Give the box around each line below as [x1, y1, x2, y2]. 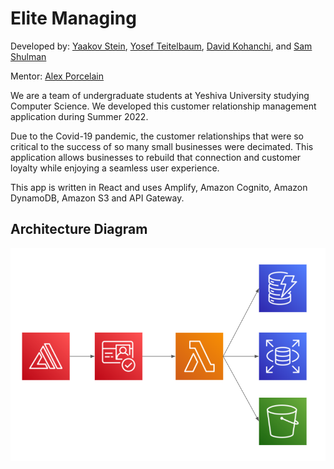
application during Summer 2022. [10, 110, 149, 122]
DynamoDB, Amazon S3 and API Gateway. [10, 192, 185, 204]
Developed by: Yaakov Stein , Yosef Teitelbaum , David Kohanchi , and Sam [10, 40, 313, 52]
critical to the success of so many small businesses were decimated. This [10, 140, 314, 152]
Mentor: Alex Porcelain [10, 70, 105, 82]
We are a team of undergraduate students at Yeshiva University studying [10, 89, 310, 101]
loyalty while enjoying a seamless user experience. [10, 162, 220, 174]
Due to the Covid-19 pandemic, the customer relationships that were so [10, 130, 305, 142]
